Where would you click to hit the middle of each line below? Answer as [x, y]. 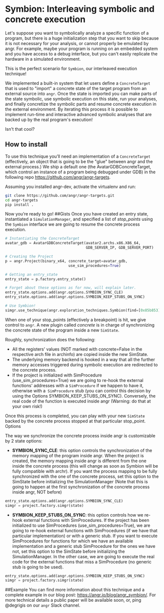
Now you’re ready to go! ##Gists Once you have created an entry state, [77, 214]
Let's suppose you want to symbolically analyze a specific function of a [77, 33]
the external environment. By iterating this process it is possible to [72, 109]
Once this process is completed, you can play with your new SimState [75, 416]
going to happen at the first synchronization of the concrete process [81, 487]
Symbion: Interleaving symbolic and [80, 9]
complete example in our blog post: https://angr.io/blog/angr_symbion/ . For [81, 595]
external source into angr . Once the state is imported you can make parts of [81, 94]
